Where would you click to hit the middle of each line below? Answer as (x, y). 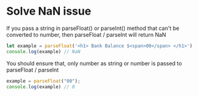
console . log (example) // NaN (43, 51)
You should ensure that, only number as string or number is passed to (94, 63)
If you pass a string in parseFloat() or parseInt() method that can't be (93, 28)
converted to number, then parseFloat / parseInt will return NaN (86, 34)
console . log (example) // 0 (41, 87)
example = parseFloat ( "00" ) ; (43, 81)
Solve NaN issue (49, 11)
